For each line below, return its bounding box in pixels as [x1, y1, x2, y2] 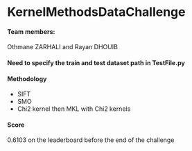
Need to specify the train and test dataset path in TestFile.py [7, 58, 185, 66]
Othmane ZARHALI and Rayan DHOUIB [7, 43, 118, 51]
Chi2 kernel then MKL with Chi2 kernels [17, 105, 131, 113]
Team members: [7, 27, 55, 35]
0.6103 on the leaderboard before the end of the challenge [7, 136, 175, 144]
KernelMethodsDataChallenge [7, 4, 186, 20]
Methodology [7, 74, 47, 83]
